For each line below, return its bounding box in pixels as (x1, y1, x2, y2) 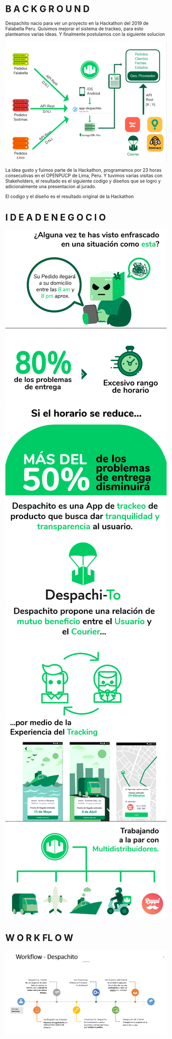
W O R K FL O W (5, 932, 73, 944)
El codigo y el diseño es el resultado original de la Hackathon (5, 193, 134, 199)
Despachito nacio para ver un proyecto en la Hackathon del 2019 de (5, 20, 149, 26)
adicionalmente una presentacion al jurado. (5, 184, 96, 190)
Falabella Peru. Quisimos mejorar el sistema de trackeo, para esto (5, 25, 144, 31)
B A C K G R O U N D (5, 3, 90, 15)
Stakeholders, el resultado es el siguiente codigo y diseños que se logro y (5, 178, 161, 184)
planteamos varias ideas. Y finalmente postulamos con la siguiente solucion (5, 31, 165, 37)
